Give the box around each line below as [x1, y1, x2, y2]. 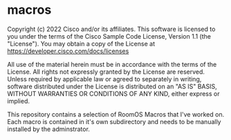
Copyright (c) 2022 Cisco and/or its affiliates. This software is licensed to [7, 25, 216, 33]
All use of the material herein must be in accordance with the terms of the [7, 60, 217, 68]
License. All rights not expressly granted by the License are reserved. [7, 68, 205, 76]
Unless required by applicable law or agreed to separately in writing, [7, 74, 202, 83]
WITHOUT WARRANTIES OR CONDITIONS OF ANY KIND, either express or [7, 89, 220, 98]
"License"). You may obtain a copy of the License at [7, 39, 156, 48]
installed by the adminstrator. [7, 125, 90, 133]
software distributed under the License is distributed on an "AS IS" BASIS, [7, 82, 217, 90]
